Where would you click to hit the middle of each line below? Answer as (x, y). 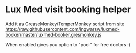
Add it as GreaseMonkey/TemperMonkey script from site (65, 24)
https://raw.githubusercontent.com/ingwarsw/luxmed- (62, 29)
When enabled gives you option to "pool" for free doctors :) (68, 44)
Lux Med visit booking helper (68, 10)
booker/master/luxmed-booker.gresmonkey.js (53, 34)
